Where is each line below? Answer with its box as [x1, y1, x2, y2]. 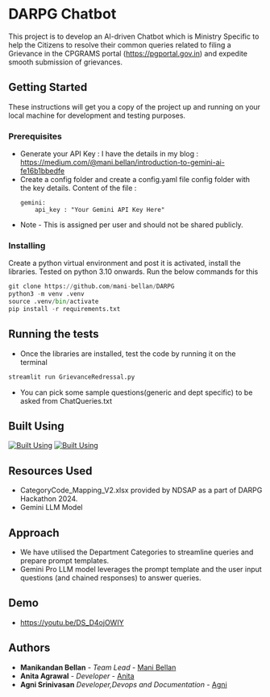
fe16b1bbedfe [19, 166, 65, 176]
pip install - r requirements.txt [8, 305, 121, 313]
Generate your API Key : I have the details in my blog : [19, 149, 199, 159]
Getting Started [8, 81, 88, 94]
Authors [8, 641, 51, 655]
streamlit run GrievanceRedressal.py [8, 372, 135, 381]
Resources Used [8, 464, 93, 478]
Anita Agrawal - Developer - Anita [19, 670, 135, 681]
